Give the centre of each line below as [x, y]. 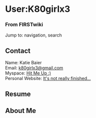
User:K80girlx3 [38, 9]
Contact [18, 51]
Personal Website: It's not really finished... [48, 79]
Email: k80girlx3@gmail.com [34, 68]
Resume [18, 94]
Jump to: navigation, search [33, 35]
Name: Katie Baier [24, 63]
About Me [21, 111]
